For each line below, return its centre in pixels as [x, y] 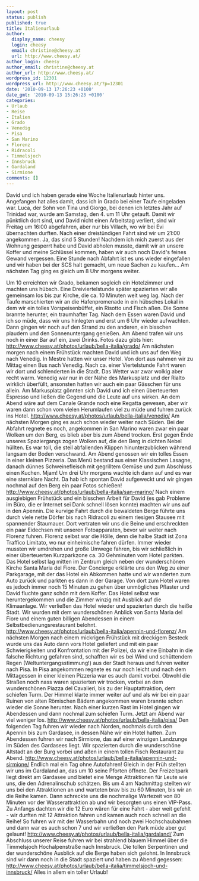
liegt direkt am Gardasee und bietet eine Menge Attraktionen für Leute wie [97, 777]
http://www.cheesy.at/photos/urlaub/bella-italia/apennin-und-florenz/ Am [96, 631]
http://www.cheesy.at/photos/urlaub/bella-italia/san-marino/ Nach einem [96, 491]
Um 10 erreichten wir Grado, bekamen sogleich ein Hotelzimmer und [90, 282]
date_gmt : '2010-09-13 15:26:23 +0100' [56, 95]
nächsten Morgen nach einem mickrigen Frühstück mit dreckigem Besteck [97, 637]
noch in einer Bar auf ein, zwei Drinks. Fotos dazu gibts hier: [80, 339]
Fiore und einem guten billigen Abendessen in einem [70, 619]
